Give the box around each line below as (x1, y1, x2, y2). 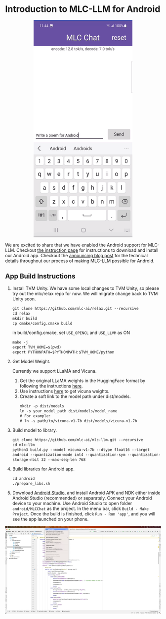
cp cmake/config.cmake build (12, 321, 73, 326)
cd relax (12, 311, 31, 316)
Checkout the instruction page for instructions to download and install (16, 247, 159, 253)
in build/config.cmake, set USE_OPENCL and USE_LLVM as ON (12, 330, 130, 336)
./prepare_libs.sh (12, 481, 50, 486)
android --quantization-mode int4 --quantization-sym (12, 452, 125, 457)
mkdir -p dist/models (19, 403, 64, 408)
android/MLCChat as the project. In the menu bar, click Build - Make (12, 506, 149, 511)
